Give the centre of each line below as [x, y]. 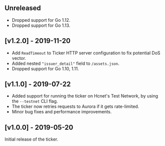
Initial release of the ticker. [32, 139]
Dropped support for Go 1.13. [41, 25]
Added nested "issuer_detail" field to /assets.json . [65, 63]
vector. [19, 58]
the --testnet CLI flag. [35, 101]
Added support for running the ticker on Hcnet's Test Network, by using [85, 96]
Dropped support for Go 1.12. [41, 20]
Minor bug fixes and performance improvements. [62, 112]
